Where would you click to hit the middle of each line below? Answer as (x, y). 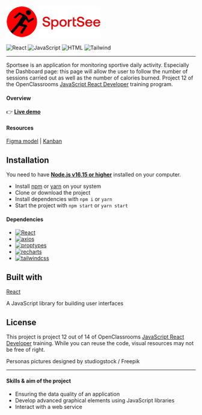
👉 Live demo (23, 112)
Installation (28, 160)
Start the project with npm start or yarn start (71, 205)
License (21, 322)
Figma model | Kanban (34, 141)
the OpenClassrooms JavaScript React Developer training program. (90, 84)
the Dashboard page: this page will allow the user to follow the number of (97, 71)
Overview (19, 98)
